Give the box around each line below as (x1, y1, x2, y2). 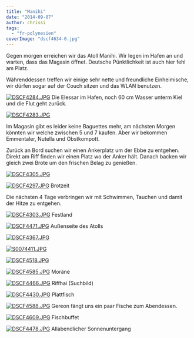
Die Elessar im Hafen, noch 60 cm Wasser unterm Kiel (51, 94, 183, 101)
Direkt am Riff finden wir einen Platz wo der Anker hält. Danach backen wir (6, 153, 187, 160)
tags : (6, 25, 19, 31)
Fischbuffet (51, 314, 79, 321)
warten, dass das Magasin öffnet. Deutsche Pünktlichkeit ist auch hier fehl (6, 58, 186, 65)
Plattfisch (52, 291, 75, 298)
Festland (51, 211, 72, 218)
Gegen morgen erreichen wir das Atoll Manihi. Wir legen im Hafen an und (6, 52, 183, 59)
